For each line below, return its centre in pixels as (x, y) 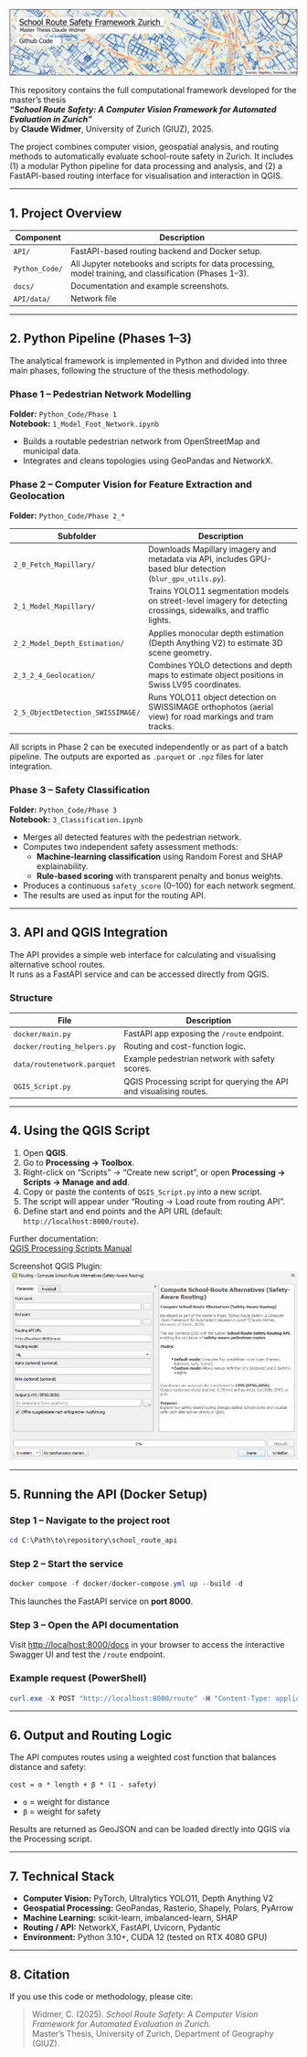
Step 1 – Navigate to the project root (90, 1520)
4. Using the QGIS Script (80, 1131)
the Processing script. (51, 1839)
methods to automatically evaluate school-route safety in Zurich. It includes (152, 156)
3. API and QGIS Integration (89, 933)
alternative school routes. (57, 964)
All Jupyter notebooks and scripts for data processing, (172, 263)
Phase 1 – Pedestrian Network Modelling (101, 394)
